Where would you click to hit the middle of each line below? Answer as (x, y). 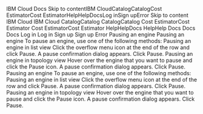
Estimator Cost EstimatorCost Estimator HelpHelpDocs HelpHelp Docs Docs (101, 28)
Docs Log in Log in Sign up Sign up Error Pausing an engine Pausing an (95, 35)
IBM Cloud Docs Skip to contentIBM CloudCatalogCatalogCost (84, 9)
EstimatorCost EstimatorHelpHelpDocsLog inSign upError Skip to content (98, 15)
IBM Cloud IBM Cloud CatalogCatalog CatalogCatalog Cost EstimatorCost (98, 22)
